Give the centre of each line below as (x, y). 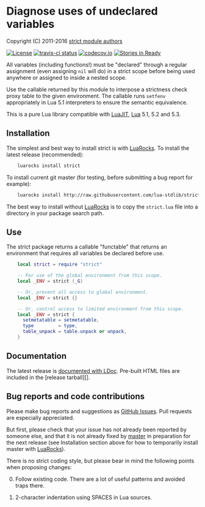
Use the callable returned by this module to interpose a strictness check (97, 89)
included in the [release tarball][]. (48, 377)
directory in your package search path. (55, 213)
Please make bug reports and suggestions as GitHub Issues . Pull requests (99, 411)
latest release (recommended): (45, 154)
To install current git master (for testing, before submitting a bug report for (100, 177)
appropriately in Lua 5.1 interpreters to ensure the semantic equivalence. (97, 102)
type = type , (50, 326)
